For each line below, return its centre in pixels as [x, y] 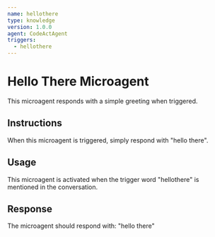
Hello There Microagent [79, 81]
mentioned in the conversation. [52, 187]
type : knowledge [31, 20]
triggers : [22, 40]
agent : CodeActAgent [38, 34]
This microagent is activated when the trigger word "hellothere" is [103, 179]
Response [30, 209]
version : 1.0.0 [30, 27]
